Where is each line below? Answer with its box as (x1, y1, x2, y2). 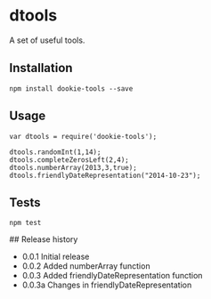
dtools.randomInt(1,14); (9, 148, 101, 157)
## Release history (9, 234, 78, 245)
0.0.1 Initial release (21, 251, 90, 263)
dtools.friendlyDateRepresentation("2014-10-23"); (9, 171, 201, 180)
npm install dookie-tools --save (9, 84, 134, 93)
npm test (9, 219, 42, 228)
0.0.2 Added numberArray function (21, 261, 150, 271)
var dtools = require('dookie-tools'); (9, 132, 158, 141)
